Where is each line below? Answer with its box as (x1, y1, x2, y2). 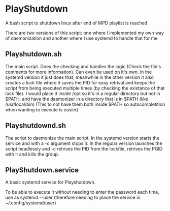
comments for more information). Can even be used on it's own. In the (5, 69, 152, 75)
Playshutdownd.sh (5, 122, 66, 130)
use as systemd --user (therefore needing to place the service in (5, 194, 141, 201)
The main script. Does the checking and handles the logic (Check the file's (5, 63, 161, 69)
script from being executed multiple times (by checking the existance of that (5, 85, 165, 91)
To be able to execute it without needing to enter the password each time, (5, 189, 160, 195)
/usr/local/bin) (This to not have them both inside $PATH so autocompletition (5, 101, 165, 107)
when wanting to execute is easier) (5, 106, 79, 112)
